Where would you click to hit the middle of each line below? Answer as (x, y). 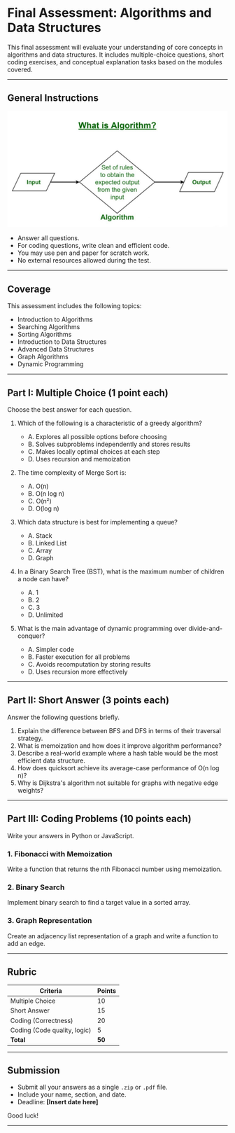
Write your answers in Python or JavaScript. (71, 835)
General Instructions (53, 98)
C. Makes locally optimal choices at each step (94, 452)
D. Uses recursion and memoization (79, 459)
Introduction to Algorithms (55, 319)
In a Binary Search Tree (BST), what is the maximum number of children (121, 571)
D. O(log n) (43, 508)
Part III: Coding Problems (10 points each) (99, 819)
